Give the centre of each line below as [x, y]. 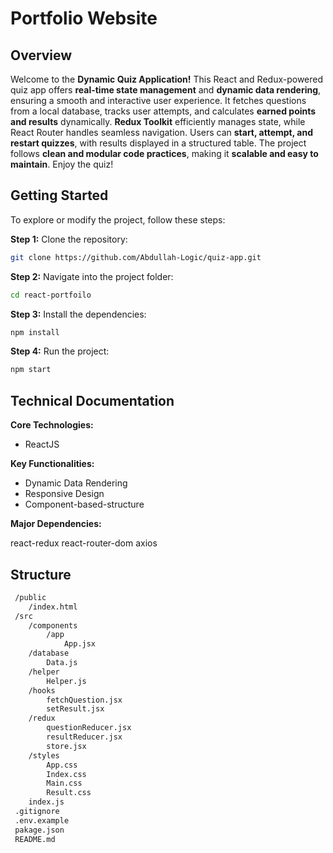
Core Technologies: [52, 425]
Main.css [64, 783]
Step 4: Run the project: [60, 351]
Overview [41, 55]
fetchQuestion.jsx [84, 700]
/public [30, 597]
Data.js [62, 663]
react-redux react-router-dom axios [84, 543]
